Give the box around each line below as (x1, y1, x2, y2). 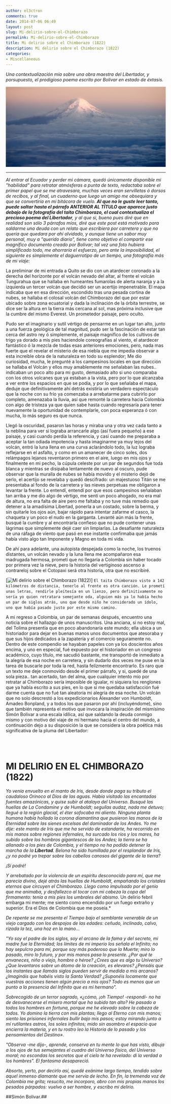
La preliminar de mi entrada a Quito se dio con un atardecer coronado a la (6, 267, 160, 274)
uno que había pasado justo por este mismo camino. (6, 605, 117, 610)
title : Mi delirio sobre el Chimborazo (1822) (6, 41, 106, 46)
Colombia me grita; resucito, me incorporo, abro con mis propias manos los (6, 1079, 164, 1085)
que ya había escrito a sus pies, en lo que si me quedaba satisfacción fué (6, 684, 159, 690)
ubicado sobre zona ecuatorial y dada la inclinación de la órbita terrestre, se (6, 300, 165, 306)
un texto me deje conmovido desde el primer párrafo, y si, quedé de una (6, 668, 157, 674)
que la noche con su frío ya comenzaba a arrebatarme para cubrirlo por (6, 391, 156, 397)
